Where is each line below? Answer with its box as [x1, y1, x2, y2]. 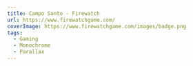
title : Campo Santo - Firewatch [7, 10, 100, 17]
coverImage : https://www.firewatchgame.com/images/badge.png [7, 23, 187, 30]
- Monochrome [13, 42, 51, 49]
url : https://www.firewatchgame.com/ [7, 16, 116, 23]
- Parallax [13, 49, 45, 56]
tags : [7, 29, 23, 36]
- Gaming [13, 36, 39, 43]
